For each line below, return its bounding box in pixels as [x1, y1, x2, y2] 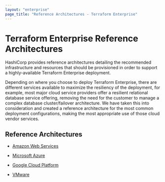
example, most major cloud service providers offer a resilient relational [5, 90, 148, 96]
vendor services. [5, 116, 39, 122]
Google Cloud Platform [12, 162, 59, 168]
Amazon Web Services [12, 143, 59, 149]
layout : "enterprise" [5, 7, 50, 12]
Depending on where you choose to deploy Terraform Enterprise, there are [5, 79, 157, 85]
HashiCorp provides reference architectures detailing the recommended [5, 59, 152, 65]
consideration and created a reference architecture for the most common [5, 105, 154, 111]
